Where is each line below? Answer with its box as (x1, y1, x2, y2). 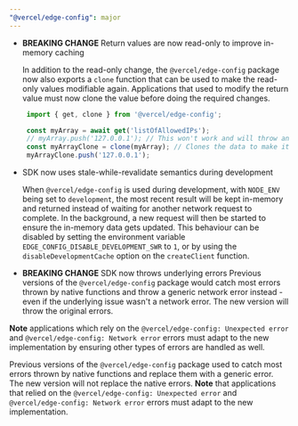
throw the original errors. (21, 306, 114, 316)
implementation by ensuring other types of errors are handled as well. (9, 342, 265, 352)
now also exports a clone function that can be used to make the (21, 73, 255, 85)
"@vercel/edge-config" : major (9, 12, 122, 22)
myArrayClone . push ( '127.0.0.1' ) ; (26, 151, 150, 160)
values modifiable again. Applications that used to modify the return (39, 83, 289, 94)
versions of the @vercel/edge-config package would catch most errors (21, 277, 281, 288)
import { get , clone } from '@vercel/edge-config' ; (26, 110, 222, 119)
